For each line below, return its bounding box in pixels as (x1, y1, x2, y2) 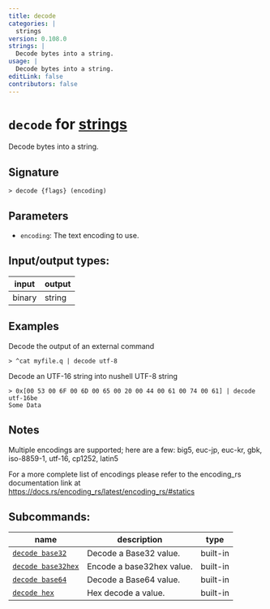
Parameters (8, 209, 69, 223)
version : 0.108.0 (8, 34, 67, 43)
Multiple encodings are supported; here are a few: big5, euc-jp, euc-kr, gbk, (8, 445, 263, 455)
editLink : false (8, 72, 63, 80)
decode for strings (8, 115, 128, 133)
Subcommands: (8, 510, 91, 524)
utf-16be (8, 394, 38, 402)
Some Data (8, 401, 42, 409)
